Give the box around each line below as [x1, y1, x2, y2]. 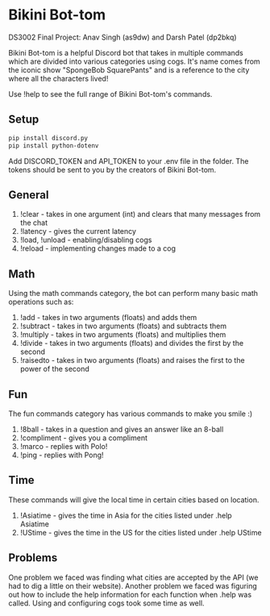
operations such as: [8, 297, 74, 307]
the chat [19, 218, 48, 227]
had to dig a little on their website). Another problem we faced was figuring [8, 581, 258, 590]
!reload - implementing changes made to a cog [19, 243, 176, 253]
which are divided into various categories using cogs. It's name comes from [8, 56, 260, 66]
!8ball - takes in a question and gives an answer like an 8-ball [19, 424, 224, 434]
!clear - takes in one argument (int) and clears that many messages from [19, 210, 261, 219]
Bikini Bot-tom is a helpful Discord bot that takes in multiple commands [8, 48, 243, 57]
